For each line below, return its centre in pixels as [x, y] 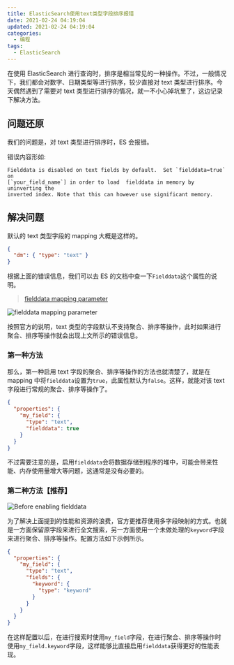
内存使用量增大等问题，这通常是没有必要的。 [83, 471]
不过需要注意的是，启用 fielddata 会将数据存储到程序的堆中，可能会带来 [110, 462]
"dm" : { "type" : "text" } [51, 256]
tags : [15, 46]
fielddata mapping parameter [66, 299]
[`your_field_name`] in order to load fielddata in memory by [101, 182]
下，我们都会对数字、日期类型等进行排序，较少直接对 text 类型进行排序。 [112, 82]
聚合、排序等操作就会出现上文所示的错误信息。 [74, 335]
